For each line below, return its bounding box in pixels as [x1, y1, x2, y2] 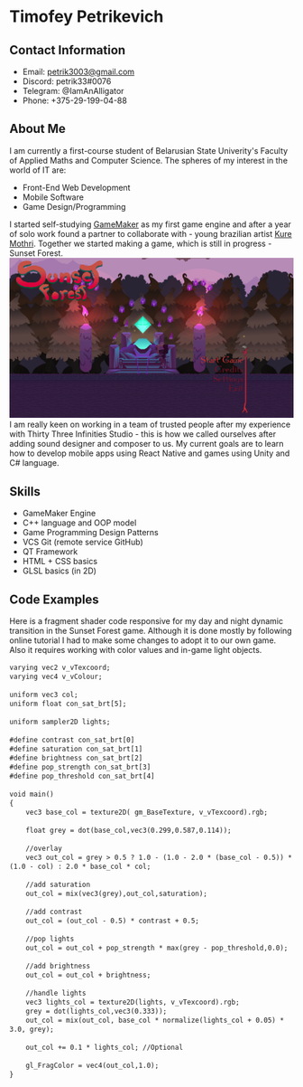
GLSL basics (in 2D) [22, 565, 97, 576]
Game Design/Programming [22, 201, 126, 212]
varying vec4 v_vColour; [9, 672, 103, 681]
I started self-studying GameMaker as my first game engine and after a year [9, 219, 291, 230]
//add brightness [25, 961, 91, 970]
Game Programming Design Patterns [22, 527, 160, 538]
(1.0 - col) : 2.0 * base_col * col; [9, 862, 151, 871]
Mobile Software [22, 192, 84, 203]
